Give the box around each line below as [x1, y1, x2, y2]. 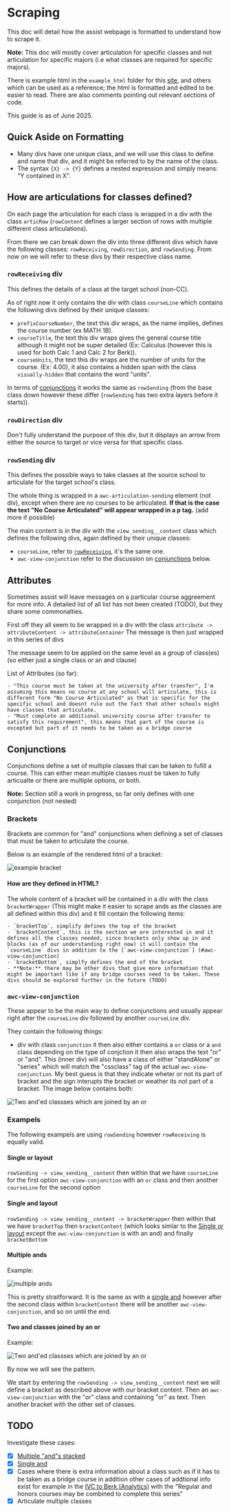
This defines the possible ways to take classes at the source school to [7, 471, 206, 479]
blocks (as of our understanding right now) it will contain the [7, 941, 198, 947]
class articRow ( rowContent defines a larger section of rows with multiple [7, 217, 212, 225]
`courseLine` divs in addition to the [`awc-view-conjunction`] [7, 947, 195, 954]
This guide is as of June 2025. [7, 111, 93, 120]
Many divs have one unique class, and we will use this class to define [16, 149, 214, 157]
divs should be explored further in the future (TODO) [7, 976, 168, 984]
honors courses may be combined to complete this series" [16, 1489, 184, 1498]
